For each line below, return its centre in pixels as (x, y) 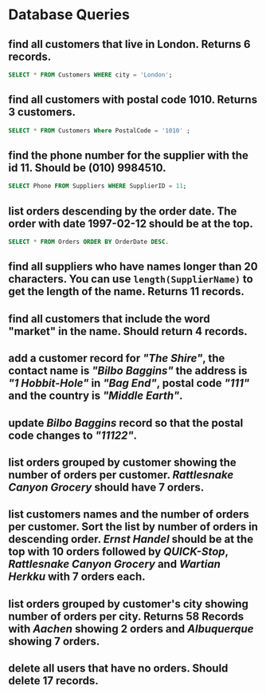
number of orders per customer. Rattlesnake (121, 475)
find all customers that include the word (109, 319)
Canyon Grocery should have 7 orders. (106, 487)
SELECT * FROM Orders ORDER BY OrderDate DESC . (89, 242)
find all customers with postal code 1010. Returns (133, 100)
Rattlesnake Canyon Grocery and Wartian (115, 564)
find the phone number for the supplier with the (129, 155)
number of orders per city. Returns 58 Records (126, 616)
